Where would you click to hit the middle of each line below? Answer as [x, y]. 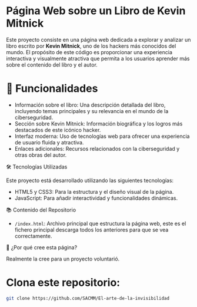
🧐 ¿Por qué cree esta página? [42, 247]
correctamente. [33, 236]
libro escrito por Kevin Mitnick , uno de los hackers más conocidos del [91, 46]
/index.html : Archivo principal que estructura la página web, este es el [100, 223]
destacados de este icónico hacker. [58, 130]
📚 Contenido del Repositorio [41, 210]
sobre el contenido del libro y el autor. [52, 65]
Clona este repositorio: [63, 283]
